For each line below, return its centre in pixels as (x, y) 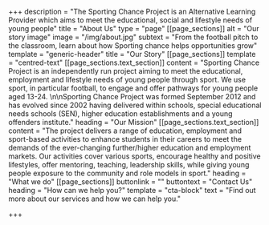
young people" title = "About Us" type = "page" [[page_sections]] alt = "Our (134, 28)
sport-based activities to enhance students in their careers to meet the (125, 139)
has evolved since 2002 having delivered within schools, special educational (135, 105)
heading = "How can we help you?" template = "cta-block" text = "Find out (132, 190)
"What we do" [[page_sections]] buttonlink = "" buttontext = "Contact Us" (130, 182)
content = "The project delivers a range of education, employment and (125, 131)
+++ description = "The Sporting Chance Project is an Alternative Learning (132, 12)
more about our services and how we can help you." (95, 199)
